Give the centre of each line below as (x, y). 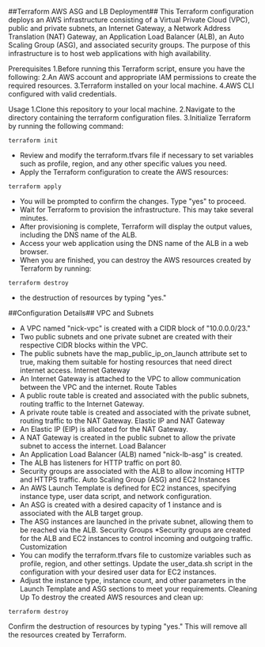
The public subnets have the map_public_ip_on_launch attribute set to (133, 354)
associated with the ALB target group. (81, 513)
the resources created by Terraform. (67, 635)
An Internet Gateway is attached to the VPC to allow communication (130, 378)
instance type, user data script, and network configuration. (115, 496)
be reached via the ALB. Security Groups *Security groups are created (135, 530)
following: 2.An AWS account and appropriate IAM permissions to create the (132, 77)
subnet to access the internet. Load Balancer (93, 446)
